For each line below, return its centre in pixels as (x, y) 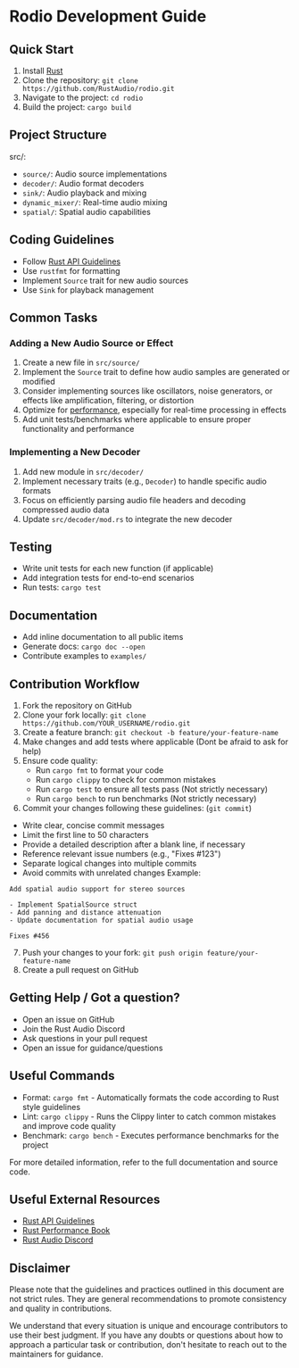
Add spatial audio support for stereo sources (97, 890)
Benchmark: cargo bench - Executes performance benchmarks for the (150, 1135)
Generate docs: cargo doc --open (83, 647)
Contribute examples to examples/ (84, 656)
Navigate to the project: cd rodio (83, 97)
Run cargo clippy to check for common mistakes (126, 780)
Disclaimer (40, 1268)
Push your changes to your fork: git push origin (112, 953)
